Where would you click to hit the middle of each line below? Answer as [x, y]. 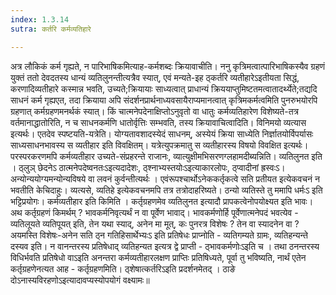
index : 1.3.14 [40, 19]
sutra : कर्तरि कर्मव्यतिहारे [51, 29]
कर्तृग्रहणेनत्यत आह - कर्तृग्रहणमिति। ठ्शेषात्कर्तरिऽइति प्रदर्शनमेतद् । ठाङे [123, 268]
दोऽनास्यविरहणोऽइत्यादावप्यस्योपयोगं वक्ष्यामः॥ [80, 280]
